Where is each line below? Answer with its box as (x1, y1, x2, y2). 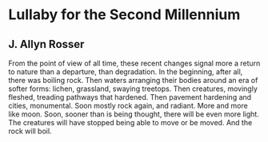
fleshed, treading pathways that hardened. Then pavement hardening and (8, 93, 252, 101)
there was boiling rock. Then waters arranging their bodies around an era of (8, 76, 258, 85)
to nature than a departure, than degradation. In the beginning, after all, (8, 67, 243, 77)
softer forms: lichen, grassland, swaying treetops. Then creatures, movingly (8, 84, 258, 93)
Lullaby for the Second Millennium (8, 6, 241, 24)
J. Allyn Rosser (8, 37, 85, 51)
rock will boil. (8, 126, 52, 136)
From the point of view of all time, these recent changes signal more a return (8, 58, 261, 68)
